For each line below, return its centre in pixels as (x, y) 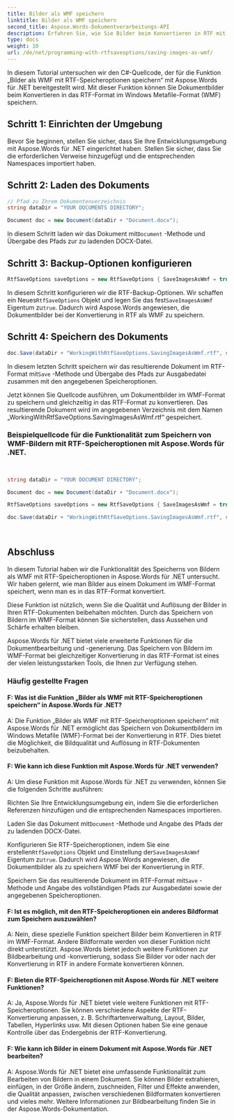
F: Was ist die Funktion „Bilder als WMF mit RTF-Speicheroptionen (105, 698)
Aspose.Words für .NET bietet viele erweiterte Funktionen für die (100, 641)
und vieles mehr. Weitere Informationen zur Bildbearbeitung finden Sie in (111, 1101)
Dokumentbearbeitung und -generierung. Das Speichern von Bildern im (110, 648)
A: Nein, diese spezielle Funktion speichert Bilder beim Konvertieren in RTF (115, 934)
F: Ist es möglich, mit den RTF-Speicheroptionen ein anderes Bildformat (113, 911)
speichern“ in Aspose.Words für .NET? (65, 705)
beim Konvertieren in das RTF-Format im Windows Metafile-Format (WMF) (114, 94)
